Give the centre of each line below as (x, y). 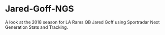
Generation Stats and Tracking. (36, 27)
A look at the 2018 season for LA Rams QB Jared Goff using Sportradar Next (82, 22)
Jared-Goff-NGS (40, 9)
